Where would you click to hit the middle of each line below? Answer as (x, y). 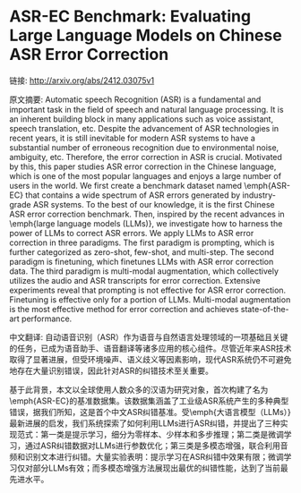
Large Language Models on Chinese (146, 35)
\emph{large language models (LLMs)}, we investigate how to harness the (146, 223)
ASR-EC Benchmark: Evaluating (130, 17)
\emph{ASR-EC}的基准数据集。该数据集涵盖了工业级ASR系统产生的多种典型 (149, 401)
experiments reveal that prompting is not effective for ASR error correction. (148, 290)
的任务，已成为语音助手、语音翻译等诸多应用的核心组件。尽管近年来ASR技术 (150, 348)
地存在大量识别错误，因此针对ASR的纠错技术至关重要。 (111, 370)
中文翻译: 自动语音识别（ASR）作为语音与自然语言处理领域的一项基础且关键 (149, 336)
